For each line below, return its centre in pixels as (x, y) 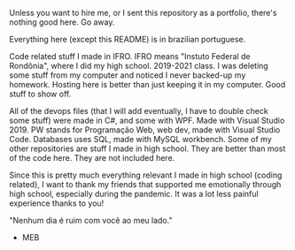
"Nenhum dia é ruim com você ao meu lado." (91, 220)
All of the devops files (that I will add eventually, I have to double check (139, 111)
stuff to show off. (40, 94)
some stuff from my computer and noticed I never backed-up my (128, 75)
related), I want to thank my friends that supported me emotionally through (145, 184)
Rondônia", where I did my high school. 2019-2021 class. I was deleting (139, 66)
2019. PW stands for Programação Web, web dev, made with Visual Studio (145, 130)
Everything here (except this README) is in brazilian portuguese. (128, 39)
